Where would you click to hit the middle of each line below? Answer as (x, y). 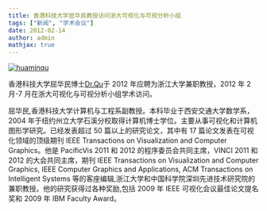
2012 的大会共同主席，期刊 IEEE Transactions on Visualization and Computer (133, 160)
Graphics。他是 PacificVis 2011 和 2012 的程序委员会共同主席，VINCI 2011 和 (133, 151)
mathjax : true (32, 45)
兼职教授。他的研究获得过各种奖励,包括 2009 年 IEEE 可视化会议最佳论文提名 (133, 189)
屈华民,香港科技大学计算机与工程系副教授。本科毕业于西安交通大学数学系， (131, 111)
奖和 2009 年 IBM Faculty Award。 (65, 198)
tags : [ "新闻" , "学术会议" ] (51, 23)
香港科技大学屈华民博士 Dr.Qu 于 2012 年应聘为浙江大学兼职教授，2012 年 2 (130, 84)
